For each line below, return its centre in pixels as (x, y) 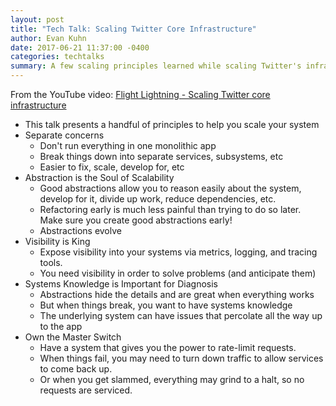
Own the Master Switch (73, 337)
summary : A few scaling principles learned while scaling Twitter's (156, 66)
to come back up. (76, 369)
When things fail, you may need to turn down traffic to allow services (181, 358)
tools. (51, 262)
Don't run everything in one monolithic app (128, 145)
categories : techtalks (57, 57)
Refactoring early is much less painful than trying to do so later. (170, 209)
